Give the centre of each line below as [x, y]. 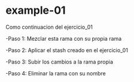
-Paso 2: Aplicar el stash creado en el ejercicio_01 [67, 50]
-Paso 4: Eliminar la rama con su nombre [56, 73]
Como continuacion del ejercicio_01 [49, 27]
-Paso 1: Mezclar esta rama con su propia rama [64, 38]
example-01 [36, 10]
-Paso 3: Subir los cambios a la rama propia [60, 62]
